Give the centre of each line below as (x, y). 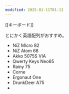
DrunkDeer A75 (28, 82)
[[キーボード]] (19, 24)
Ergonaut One (27, 77)
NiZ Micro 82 (26, 45)
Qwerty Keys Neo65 (33, 61)
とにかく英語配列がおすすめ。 (36, 35)
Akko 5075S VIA (29, 56)
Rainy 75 (21, 66)
